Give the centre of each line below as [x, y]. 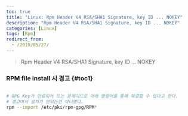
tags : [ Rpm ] [21, 34]
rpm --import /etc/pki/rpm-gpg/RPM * [52, 107]
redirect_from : [25, 39]
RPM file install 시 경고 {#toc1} [50, 78]
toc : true [19, 12]
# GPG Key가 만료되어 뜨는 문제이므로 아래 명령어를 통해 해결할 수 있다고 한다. [92, 96]
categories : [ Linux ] [32, 28]
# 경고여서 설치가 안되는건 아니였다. [45, 102]
